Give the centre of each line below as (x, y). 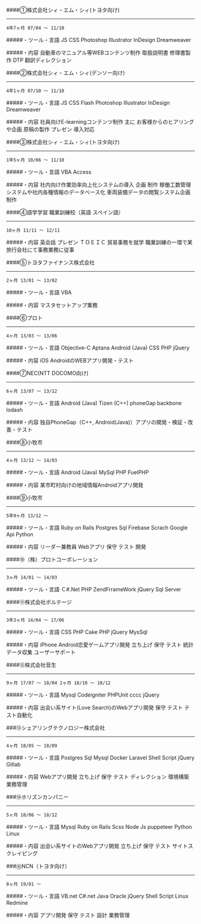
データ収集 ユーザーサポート (41, 652)
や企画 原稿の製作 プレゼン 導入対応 (50, 129)
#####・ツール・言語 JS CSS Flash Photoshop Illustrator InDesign (88, 103)
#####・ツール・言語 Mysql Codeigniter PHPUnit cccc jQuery (83, 695)
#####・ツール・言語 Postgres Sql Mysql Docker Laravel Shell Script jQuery (100, 758)
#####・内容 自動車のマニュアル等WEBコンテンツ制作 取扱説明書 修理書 (96, 53)
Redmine (17, 903)
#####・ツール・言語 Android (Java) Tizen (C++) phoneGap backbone (94, 403)
